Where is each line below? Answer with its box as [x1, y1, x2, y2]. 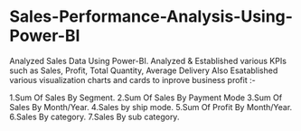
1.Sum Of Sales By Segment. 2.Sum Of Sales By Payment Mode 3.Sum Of [9, 92, 283, 103]
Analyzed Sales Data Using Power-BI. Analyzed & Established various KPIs [9, 55, 287, 66]
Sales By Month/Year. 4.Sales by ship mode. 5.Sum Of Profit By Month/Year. [9, 101, 293, 112]
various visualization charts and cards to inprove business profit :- [9, 74, 256, 85]
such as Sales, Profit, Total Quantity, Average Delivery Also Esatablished [9, 65, 278, 76]
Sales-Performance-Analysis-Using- [9, 6, 294, 27]
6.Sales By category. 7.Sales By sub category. [9, 111, 180, 122]
